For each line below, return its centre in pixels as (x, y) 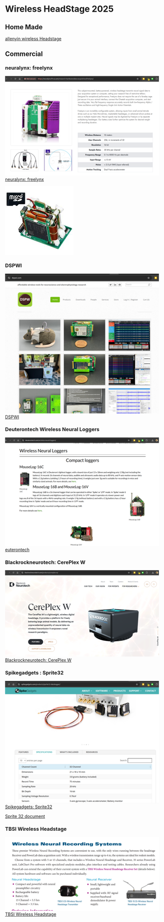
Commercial (24, 54)
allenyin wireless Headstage (33, 39)
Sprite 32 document (25, 817)
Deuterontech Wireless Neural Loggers (52, 430)
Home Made (24, 27)
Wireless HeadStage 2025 (59, 9)
